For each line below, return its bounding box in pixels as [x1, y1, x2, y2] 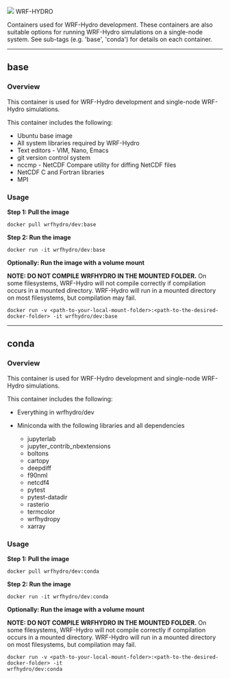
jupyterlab [27, 434, 56, 442]
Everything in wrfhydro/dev [16, 408, 94, 416]
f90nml [27, 470, 48, 479]
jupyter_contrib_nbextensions [27, 442, 111, 450]
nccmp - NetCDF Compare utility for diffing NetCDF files [16, 160, 177, 169]
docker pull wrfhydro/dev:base [7, 221, 97, 228]
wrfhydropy [27, 514, 60, 523]
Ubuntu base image [16, 131, 73, 140]
